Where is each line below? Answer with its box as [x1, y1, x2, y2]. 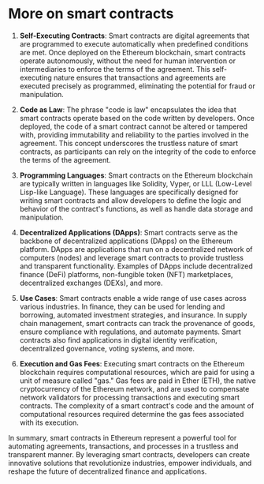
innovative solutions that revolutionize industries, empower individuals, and [8, 458, 252, 467]
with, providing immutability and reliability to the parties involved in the [19, 129, 250, 139]
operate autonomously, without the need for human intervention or [19, 56, 236, 66]
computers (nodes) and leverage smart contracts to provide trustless [19, 253, 244, 262]
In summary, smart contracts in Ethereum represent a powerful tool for [8, 433, 237, 442]
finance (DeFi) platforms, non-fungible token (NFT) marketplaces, [19, 269, 234, 279]
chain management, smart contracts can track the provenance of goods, [19, 318, 255, 328]
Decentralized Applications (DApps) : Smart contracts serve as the [19, 227, 238, 237]
